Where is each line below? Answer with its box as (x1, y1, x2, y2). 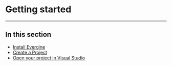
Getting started (5, 4, 72, 15)
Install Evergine (12, 43, 46, 50)
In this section (5, 30, 52, 39)
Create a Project (12, 49, 48, 55)
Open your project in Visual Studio (12, 55, 85, 61)
